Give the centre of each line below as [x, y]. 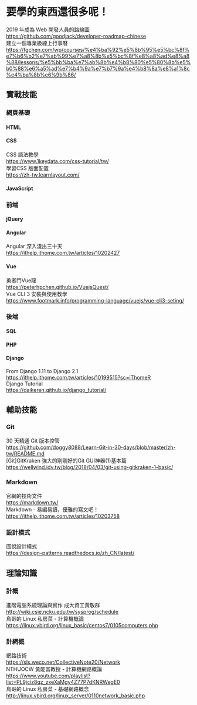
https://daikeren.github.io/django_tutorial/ [56, 390]
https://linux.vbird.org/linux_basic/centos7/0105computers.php [82, 625]
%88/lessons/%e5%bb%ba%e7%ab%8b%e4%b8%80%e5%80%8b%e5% [98, 62]
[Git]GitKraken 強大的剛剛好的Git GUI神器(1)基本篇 [67, 460]
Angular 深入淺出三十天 [34, 246]
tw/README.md [26, 453]
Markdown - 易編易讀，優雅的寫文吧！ [52, 509]
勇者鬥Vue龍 [21, 280]
